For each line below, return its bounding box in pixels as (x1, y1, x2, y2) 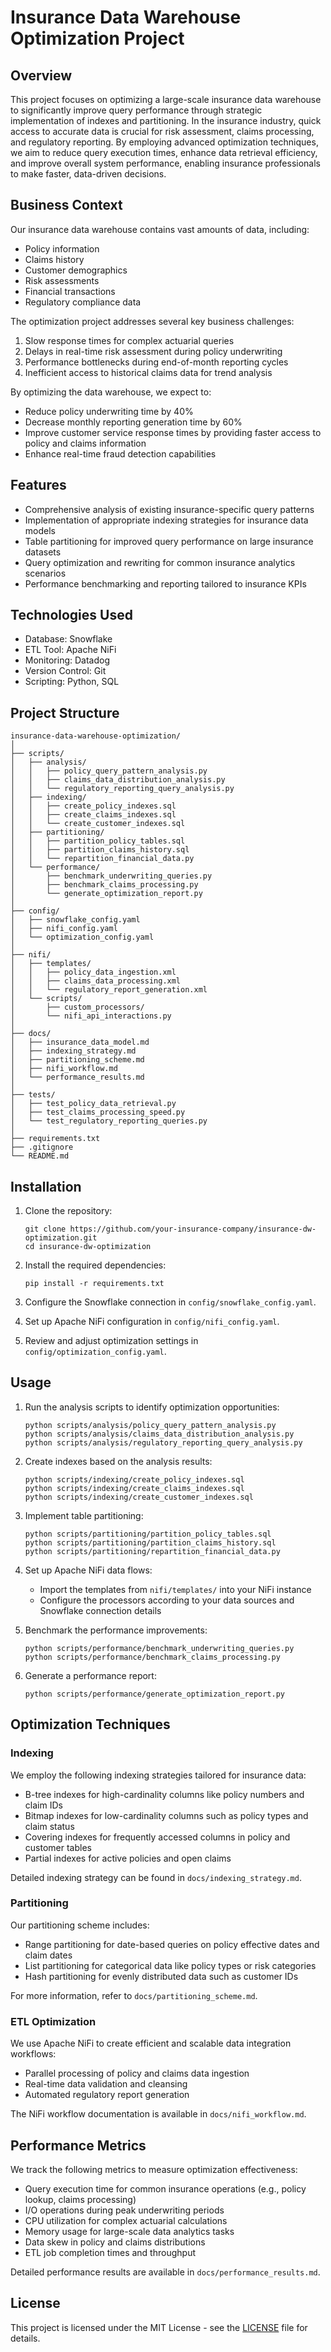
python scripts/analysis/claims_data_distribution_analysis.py (24, 1429, 295, 1439)
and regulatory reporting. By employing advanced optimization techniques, (10, 136, 319, 148)
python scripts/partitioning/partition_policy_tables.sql (24, 1529, 272, 1539)
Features (10, 477, 67, 494)
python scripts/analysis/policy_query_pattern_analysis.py (24, 1420, 277, 1430)
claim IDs (24, 1799, 63, 1811)
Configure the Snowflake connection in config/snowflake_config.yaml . (24, 1296, 317, 1308)
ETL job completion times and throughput (24, 2246, 196, 2258)
